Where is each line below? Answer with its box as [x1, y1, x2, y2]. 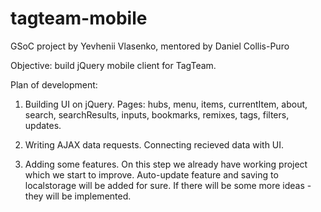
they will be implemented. [24, 190, 132, 202]
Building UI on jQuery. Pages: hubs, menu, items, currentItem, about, [24, 98, 308, 110]
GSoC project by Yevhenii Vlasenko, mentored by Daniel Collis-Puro [10, 40, 290, 52]
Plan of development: [10, 78, 98, 91]
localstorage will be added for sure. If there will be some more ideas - [24, 179, 312, 191]
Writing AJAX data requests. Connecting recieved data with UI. [24, 138, 285, 151]
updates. [24, 119, 62, 131]
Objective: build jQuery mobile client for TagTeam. [10, 59, 217, 71]
